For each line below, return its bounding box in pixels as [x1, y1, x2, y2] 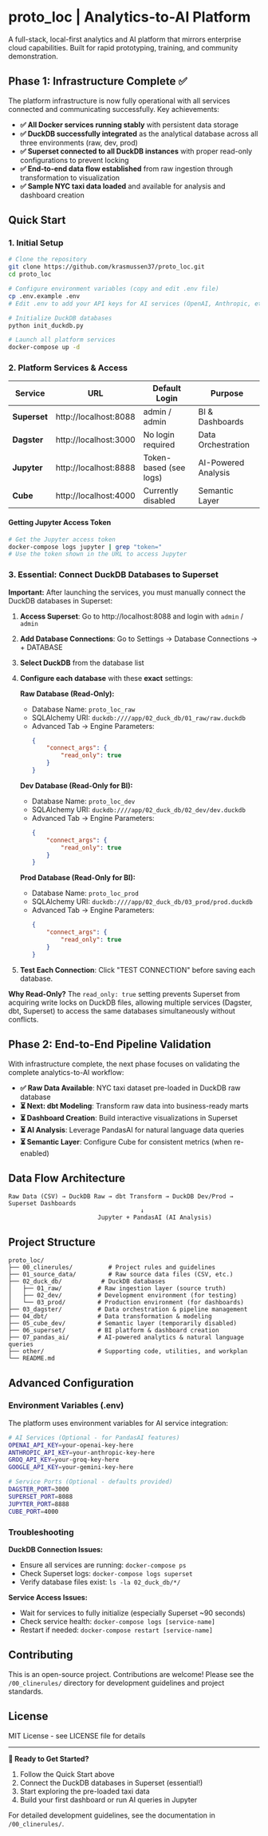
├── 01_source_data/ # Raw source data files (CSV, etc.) [8, 1271, 234, 1279]
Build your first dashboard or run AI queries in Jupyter [19, 1794, 198, 1804]
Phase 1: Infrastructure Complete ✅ [8, 74, 187, 88]
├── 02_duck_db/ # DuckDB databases [8, 1277, 166, 1286]
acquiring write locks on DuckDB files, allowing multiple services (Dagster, [8, 998, 253, 1007]
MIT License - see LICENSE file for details [8, 1730, 146, 1740]
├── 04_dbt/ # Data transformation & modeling [8, 1312, 213, 1320]
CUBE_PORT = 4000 [8, 1507, 59, 1515]
